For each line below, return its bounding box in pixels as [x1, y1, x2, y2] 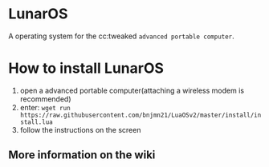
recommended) [19, 93, 71, 104]
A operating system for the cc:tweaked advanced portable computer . [8, 31, 234, 41]
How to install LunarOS [8, 59, 165, 78]
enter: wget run [19, 102, 71, 112]
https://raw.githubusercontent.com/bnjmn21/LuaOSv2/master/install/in [19, 111, 262, 119]
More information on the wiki [8, 149, 156, 162]
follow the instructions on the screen [19, 125, 141, 134]
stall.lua [19, 117, 54, 126]
